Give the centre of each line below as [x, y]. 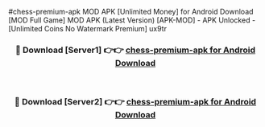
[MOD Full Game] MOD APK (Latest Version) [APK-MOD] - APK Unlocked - [132, 20]
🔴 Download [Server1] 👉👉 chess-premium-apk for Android [135, 50]
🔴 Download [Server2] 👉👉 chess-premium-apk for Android [135, 102]
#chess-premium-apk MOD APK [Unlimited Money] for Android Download [131, 12]
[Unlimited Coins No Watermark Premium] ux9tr [88, 29]
